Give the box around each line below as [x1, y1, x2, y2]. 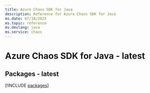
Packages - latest [5, 70, 59, 78]
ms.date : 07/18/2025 [5, 16, 47, 21]
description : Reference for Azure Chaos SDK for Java [5, 12, 117, 16]
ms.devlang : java [5, 25, 40, 30]
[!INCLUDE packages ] [5, 83, 49, 88]
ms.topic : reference [5, 20, 47, 26]
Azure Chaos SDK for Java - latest [5, 50, 146, 62]
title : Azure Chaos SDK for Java [5, 7, 73, 12]
